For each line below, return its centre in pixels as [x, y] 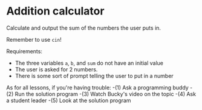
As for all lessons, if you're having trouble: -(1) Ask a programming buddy [97, 87]
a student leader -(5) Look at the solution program [69, 100]
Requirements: [24, 51]
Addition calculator [55, 11]
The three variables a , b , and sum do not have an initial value [89, 63]
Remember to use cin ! [34, 39]
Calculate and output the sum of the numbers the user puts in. [84, 28]
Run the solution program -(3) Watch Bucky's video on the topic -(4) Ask [106, 94]
